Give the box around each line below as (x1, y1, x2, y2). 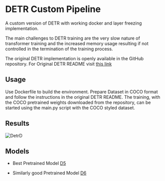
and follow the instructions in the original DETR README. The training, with (5, 94, 160, 100)
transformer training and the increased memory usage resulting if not (5, 40, 149, 46)
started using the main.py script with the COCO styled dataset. (5, 104, 135, 111)
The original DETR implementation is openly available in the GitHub (5, 55, 144, 61)
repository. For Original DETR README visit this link (5, 61, 112, 67)
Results (5, 119, 30, 128)
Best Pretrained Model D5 (12, 160, 66, 166)
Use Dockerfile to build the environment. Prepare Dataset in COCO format (5, 89, 158, 95)
